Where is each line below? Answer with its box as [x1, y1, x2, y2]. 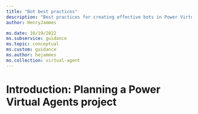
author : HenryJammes [6, 19, 57, 25]
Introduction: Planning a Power [6, 83, 161, 96]
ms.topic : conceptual [6, 41, 60, 47]
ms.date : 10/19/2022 [6, 30, 57, 36]
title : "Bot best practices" [6, 8, 78, 15]
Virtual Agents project [6, 95, 117, 109]
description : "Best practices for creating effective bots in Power [6, 14, 178, 20]
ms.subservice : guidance [6, 36, 67, 42]
